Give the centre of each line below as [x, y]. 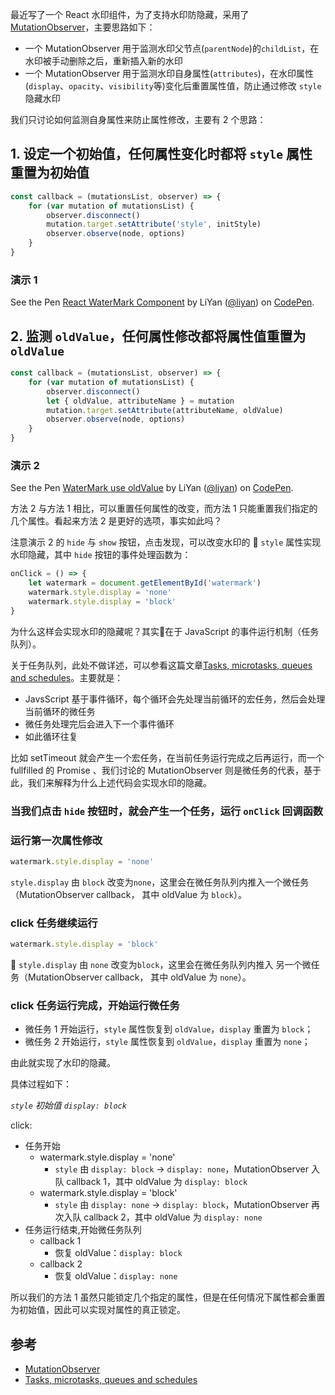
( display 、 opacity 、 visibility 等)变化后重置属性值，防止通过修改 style [173, 86]
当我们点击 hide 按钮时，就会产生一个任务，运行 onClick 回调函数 [167, 811]
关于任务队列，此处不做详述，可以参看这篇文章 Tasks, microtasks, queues [161, 665]
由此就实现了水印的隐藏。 [63, 1063]
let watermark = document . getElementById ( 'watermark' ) [145, 583]
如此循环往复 [51, 736]
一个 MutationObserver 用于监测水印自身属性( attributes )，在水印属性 [169, 73]
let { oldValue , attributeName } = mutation [140, 401]
